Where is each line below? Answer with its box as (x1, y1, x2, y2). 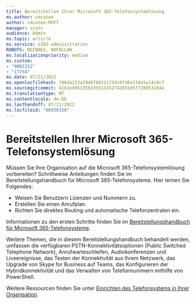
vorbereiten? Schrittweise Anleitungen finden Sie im (6, 171, 132, 178)
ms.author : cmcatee (6, 14, 54, 20)
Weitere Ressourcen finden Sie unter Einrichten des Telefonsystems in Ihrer (6, 285, 190, 292)
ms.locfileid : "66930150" (6, 107, 69, 113)
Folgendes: (6, 183, 34, 190)
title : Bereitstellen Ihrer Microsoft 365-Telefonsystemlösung (6, 8, 165, 15)
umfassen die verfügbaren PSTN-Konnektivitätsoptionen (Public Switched (6, 242, 186, 249)
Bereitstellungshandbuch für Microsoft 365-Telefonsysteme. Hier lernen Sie (6, 177, 190, 184)
